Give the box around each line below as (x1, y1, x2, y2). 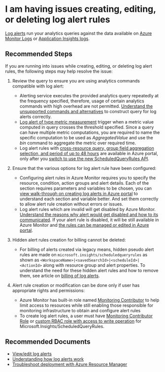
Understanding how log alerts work (12, 356, 84, 362)
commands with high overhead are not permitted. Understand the (19, 103, 153, 109)
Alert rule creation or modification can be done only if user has (12, 282, 140, 288)
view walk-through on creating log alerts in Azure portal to (19, 190, 138, 196)
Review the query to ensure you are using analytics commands (12, 78, 140, 83)
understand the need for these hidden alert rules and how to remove (19, 267, 159, 273)
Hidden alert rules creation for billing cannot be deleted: (12, 237, 126, 243)
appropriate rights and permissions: (12, 288, 85, 293)
